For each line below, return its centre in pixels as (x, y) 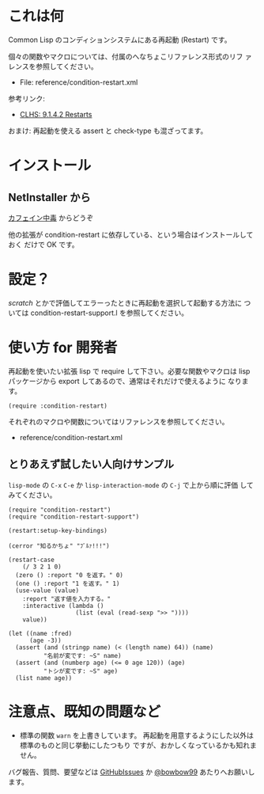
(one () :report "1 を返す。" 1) (68, 583)
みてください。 (32, 495)
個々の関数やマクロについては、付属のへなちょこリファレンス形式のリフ (126, 56)
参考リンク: (27, 98)
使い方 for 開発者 (63, 348)
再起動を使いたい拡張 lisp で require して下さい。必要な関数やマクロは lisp (129, 371)
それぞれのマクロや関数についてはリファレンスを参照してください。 (119, 421)
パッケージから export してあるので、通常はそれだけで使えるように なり (125, 381)
